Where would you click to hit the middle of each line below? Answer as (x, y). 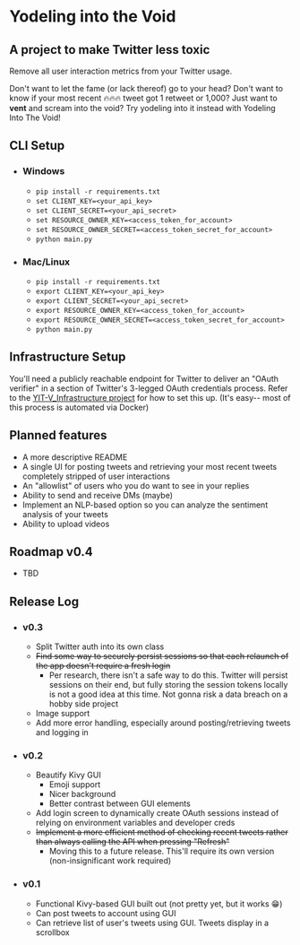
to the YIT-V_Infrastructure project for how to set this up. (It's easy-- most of (150, 397)
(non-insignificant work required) (110, 861)
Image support (63, 714)
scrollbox (52, 932)
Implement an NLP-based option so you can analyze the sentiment (145, 505)
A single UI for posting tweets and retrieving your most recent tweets (150, 466)
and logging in (62, 733)
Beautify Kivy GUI (68, 775)
